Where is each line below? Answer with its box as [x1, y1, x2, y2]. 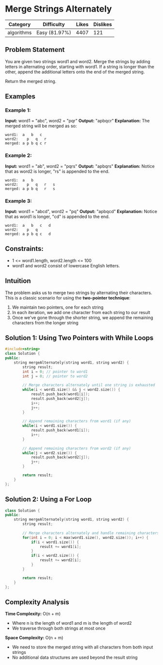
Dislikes [93, 21, 113, 28]
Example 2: [5, 152, 32, 159]
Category [8, 21, 31, 28]
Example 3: [5, 198, 33, 204]
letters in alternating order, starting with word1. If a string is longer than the [5, 64, 154, 69]
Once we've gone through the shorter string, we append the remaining [12, 315, 154, 320]
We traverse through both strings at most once [12, 625, 106, 632]
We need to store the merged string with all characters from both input [12, 644, 153, 650]
